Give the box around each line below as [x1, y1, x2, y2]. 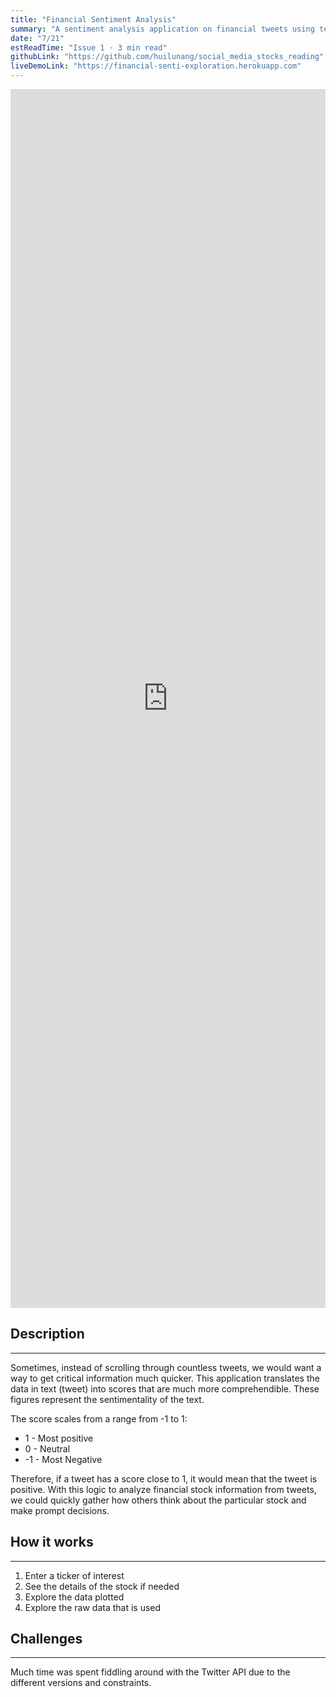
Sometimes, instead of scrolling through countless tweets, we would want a [10, 1361, 322, 1373]
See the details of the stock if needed [24, 1580, 180, 1592]
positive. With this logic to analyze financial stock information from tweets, [10, 1483, 317, 1495]
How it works [10, 1534, 94, 1551]
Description [10, 1326, 85, 1343]
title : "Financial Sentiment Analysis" [10, 14, 177, 25]
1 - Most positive [24, 1432, 94, 1444]
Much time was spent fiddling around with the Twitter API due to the [10, 1666, 291, 1678]
